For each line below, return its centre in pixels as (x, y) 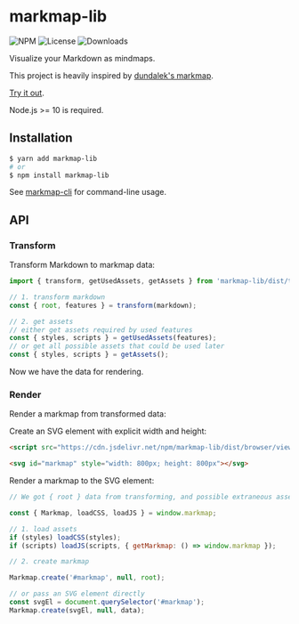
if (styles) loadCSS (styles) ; (65, 537)
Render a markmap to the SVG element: (82, 481)
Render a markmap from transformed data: (88, 414)
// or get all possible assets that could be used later (117, 346)
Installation (41, 138)
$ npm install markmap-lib (59, 175)
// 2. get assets (41, 321)
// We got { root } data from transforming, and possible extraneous (141, 497)
